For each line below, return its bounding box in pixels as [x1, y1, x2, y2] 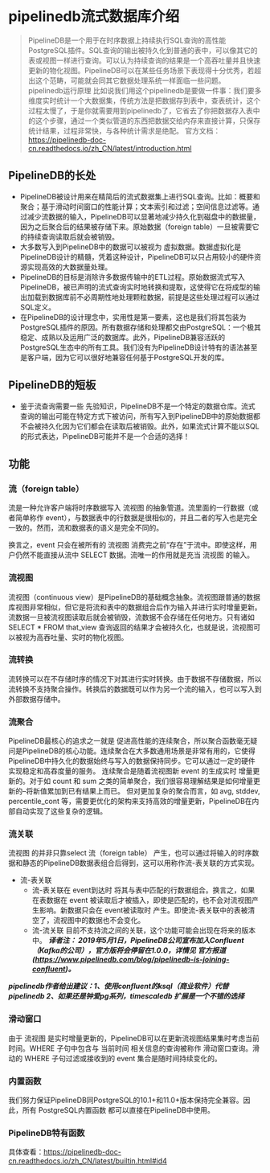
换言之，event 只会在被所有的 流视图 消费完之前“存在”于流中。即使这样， [8, 540, 251, 550]
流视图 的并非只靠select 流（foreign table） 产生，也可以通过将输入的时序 [8, 848, 252, 858]
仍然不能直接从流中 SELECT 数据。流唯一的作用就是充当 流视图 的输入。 [14, 550, 255, 560]
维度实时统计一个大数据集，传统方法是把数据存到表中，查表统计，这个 [27, 96, 261, 105]
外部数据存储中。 [8, 694, 65, 703]
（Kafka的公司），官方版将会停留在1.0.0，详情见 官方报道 [31, 945, 227, 955]
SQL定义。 [19, 302, 56, 312]
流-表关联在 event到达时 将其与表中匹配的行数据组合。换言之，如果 [31, 885, 256, 895]
